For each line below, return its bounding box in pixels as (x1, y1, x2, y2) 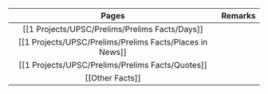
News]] (99, 47, 128, 57)
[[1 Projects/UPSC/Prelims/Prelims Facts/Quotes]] (18, 60, 207, 70)
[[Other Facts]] (85, 72, 141, 83)
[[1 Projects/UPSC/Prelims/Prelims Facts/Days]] (22, 24, 203, 34)
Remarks (221, 10, 256, 21)
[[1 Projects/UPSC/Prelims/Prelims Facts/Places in (18, 37, 208, 47)
